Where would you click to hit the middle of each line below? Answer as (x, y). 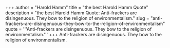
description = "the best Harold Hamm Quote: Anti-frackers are (71, 13)
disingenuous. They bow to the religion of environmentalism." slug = (78, 18)
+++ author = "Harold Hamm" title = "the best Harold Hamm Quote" (77, 7)
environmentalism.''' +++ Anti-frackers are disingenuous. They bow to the (84, 34)
